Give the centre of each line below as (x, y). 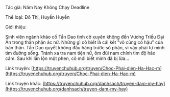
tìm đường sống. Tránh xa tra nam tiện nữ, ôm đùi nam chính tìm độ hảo (80, 53)
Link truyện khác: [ (25, 84)
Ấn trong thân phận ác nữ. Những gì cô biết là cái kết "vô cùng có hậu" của (84, 42)
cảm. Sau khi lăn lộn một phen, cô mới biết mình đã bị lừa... (67, 58)
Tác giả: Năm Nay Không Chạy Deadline (47, 7)
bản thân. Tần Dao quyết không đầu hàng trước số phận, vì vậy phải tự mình (85, 47)
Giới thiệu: (16, 27)
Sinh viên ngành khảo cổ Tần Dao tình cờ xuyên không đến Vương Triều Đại (85, 37)
